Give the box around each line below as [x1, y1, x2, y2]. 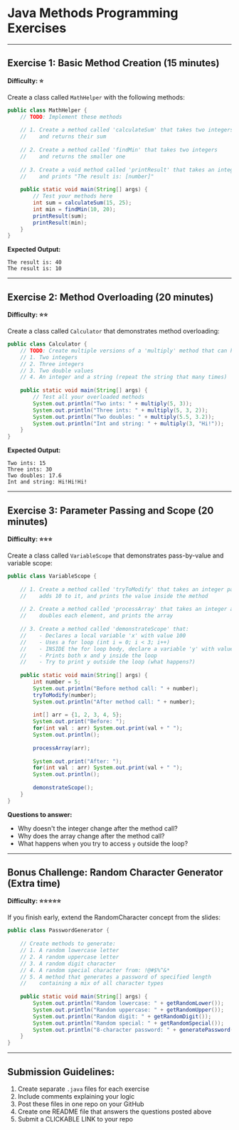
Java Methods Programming [7, 5, 179, 21]
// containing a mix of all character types [20, 980, 164, 987]
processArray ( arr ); [33, 745, 91, 752]
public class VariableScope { [7, 572, 97, 580]
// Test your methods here [33, 193, 113, 200]
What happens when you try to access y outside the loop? [17, 839, 188, 848]
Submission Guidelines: [7, 1065, 115, 1078]
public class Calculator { [7, 341, 87, 348]
